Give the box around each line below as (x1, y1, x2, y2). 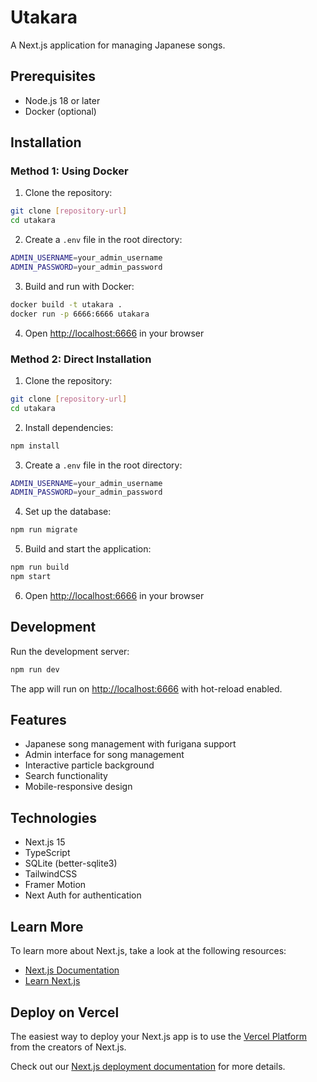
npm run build (10, 562, 70, 573)
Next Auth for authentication (24, 889, 142, 901)
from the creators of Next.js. (10, 1041, 127, 1053)
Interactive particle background (24, 759, 155, 771)
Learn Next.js (24, 975, 81, 987)
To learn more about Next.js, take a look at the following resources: (10, 945, 287, 957)
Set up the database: (24, 506, 112, 518)
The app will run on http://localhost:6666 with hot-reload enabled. (10, 682, 283, 695)
